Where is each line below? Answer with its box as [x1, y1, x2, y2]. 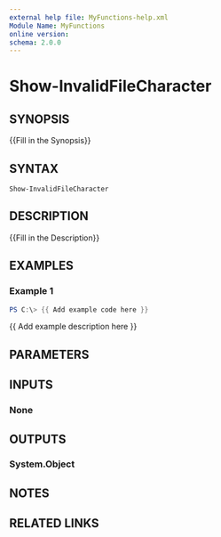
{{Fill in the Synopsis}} [9, 135, 91, 146]
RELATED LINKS [9, 516, 99, 531]
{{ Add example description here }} [9, 321, 138, 332]
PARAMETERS [9, 346, 90, 362]
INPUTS [9, 378, 53, 393]
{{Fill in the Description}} [9, 232, 100, 243]
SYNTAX [9, 161, 59, 176]
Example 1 [9, 285, 54, 297]
